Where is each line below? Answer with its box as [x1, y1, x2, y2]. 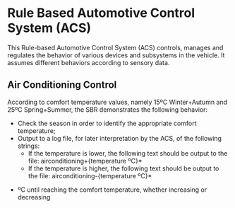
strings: [17, 141, 40, 150]
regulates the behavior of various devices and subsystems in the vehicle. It [7, 51, 225, 59]
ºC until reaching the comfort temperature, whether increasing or [17, 185, 207, 194]
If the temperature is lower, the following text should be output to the [28, 149, 228, 157]
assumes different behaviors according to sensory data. [7, 58, 170, 67]
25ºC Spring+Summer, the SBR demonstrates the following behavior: [7, 105, 208, 114]
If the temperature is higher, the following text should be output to [28, 164, 219, 173]
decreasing [17, 192, 51, 201]
